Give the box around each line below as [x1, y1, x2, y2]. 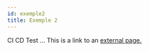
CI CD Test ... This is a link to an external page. [7, 36, 142, 44]
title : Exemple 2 [7, 17, 58, 24]
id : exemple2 [7, 10, 45, 17]
